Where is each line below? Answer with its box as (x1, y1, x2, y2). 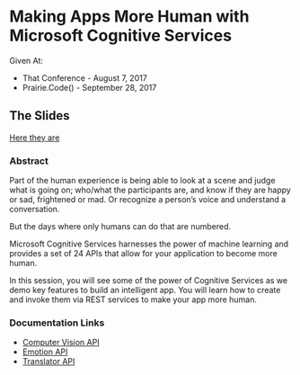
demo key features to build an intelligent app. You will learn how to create (9, 285, 281, 296)
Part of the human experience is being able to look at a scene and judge (9, 175, 276, 186)
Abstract (9, 155, 49, 167)
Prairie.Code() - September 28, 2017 (22, 82, 157, 93)
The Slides (9, 108, 70, 123)
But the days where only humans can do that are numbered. (9, 221, 232, 232)
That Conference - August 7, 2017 (22, 72, 148, 83)
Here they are (9, 132, 60, 143)
